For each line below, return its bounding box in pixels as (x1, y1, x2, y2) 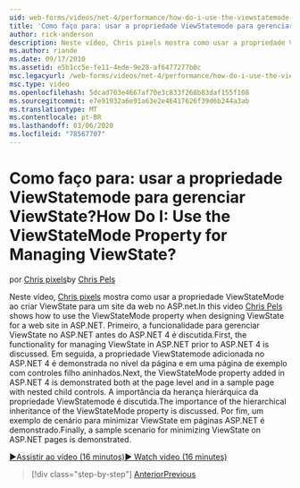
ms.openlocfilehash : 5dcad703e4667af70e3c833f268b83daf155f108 (9, 88, 250, 97)
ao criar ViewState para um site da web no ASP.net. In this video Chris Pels (9, 301, 283, 312)
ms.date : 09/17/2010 (9, 55, 87, 64)
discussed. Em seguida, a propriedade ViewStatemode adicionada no (9, 348, 265, 359)
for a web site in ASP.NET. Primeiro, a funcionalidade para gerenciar (9, 320, 261, 330)
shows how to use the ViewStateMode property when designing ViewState (9, 310, 285, 321)
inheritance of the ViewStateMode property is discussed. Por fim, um (9, 405, 264, 416)
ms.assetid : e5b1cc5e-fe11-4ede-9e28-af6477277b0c (9, 64, 202, 73)
